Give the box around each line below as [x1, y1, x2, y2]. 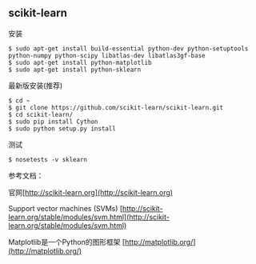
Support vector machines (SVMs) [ [8, 203, 123, 213]
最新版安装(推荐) [8, 80, 63, 90]
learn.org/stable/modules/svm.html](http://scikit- [8, 212, 170, 222]
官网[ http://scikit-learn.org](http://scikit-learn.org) [8, 187, 174, 197]
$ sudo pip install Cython [8, 118, 98, 126]
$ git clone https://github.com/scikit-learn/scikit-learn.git [8, 103, 224, 111]
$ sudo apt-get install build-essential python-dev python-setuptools [8, 44, 249, 53]
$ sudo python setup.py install [8, 124, 116, 133]
